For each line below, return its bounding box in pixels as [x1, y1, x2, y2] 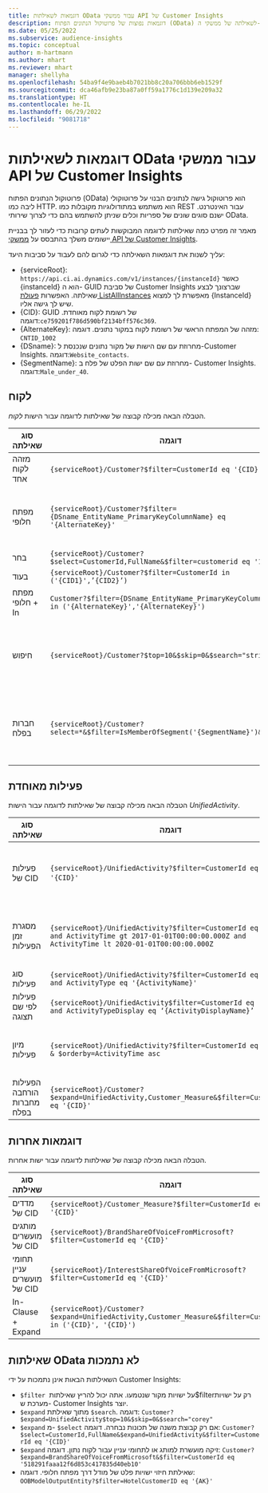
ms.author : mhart [8, 57, 66, 65]
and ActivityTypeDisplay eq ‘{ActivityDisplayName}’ [49, 1006, 254, 1015]
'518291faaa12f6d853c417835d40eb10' [19, 1460, 142, 1468]
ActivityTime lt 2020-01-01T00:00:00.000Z [49, 940, 214, 949]
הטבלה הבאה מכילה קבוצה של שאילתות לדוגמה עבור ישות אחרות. [8, 1156, 207, 1165]
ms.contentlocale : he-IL [8, 100, 91, 108]
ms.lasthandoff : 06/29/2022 [8, 108, 102, 116]
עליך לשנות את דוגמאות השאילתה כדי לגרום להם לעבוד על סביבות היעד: [8, 249, 226, 259]
